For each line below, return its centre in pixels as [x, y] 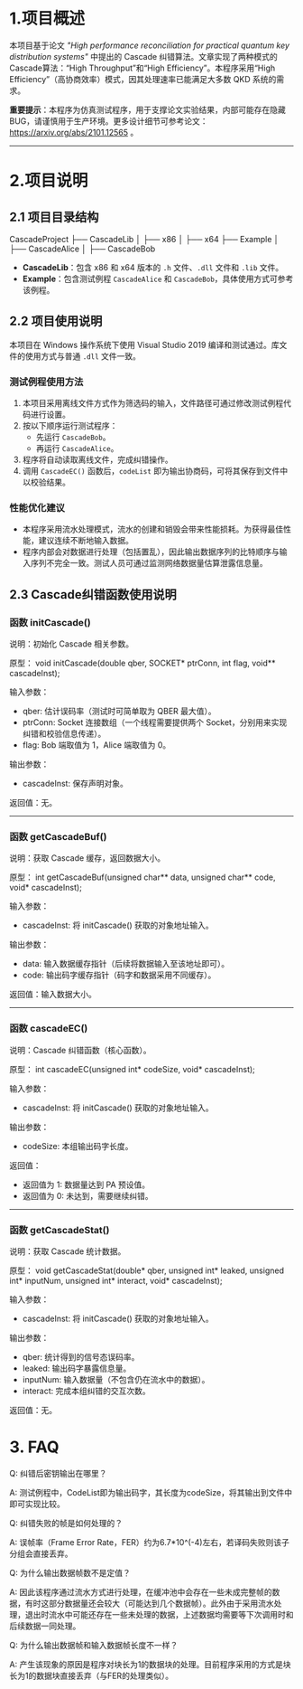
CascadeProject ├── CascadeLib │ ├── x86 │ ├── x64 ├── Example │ [144, 239]
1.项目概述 [47, 19]
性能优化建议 [37, 507]
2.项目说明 [49, 181]
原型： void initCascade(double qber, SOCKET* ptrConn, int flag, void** [143, 663]
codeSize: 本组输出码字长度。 [78, 1146]
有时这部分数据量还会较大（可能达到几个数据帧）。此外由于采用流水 [149, 1603]
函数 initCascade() [50, 622]
